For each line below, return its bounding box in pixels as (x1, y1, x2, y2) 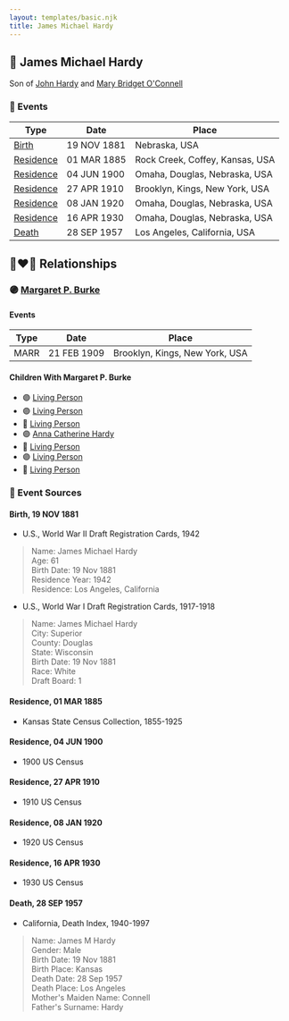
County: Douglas (30, 637, 94, 648)
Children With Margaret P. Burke (9, 372, 132, 383)
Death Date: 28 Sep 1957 (30, 973, 123, 983)
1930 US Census (21, 877, 84, 888)
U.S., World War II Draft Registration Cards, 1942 (21, 528, 201, 539)
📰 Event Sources (9, 486, 82, 499)
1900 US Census (21, 756, 84, 767)
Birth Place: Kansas (30, 963, 103, 975)
